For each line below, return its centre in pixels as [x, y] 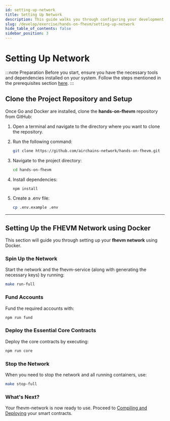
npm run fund [19, 317]
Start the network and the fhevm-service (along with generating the [76, 270]
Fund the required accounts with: [40, 308]
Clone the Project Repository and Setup [69, 99]
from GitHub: [19, 116]
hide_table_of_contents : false [38, 29]
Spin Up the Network [31, 258]
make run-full [20, 284]
